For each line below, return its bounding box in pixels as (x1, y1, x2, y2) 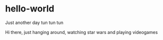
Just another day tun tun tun (5, 19, 64, 25)
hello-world (5, 3, 55, 14)
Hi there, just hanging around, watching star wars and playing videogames (5, 29, 158, 35)
